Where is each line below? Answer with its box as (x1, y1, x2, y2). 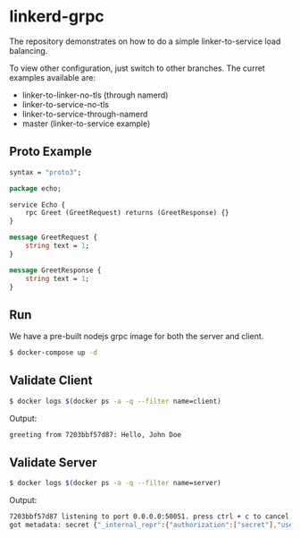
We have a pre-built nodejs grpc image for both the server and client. (9, 331, 264, 342)
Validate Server (9, 455, 97, 471)
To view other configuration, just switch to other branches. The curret (9, 63, 265, 73)
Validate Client (9, 373, 93, 389)
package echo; (9, 184, 62, 193)
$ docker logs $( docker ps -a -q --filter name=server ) (9, 479, 221, 488)
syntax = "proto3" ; (9, 167, 82, 176)
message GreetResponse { (9, 266, 102, 275)
